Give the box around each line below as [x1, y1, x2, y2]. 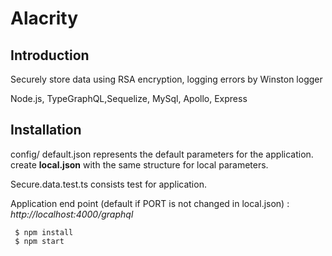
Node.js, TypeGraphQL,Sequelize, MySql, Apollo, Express [10, 93, 248, 104]
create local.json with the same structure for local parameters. [10, 158, 269, 171]
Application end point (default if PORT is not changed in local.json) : [10, 197, 290, 209]
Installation [10, 122, 82, 139]
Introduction [10, 47, 90, 64]
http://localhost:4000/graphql [10, 208, 134, 220]
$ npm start [14, 236, 65, 246]
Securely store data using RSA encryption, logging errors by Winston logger [10, 73, 323, 85]
